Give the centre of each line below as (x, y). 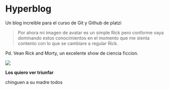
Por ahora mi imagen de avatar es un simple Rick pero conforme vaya (91, 32)
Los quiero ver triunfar (30, 72)
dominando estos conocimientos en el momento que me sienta (84, 38)
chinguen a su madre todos (34, 82)
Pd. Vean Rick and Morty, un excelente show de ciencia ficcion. (72, 53)
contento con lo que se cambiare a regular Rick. (68, 43)
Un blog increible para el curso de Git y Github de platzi (63, 23)
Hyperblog (29, 9)
